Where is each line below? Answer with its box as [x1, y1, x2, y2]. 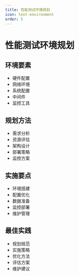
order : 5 [5, 16, 23, 21]
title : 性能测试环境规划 [5, 7, 50, 12]
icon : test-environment [5, 12, 54, 17]
